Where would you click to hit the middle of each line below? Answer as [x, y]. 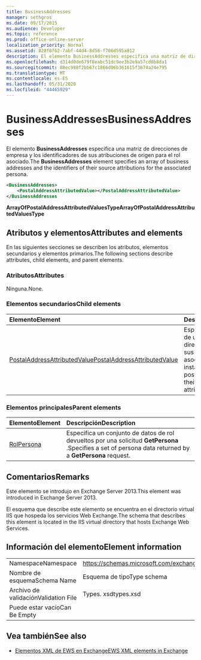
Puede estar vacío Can [40, 607]
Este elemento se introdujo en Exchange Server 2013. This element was [94, 491]
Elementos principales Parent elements [64, 407]
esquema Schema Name [43, 580]
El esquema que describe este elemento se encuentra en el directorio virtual [100, 509]
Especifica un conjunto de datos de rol [120, 433]
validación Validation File [43, 598]
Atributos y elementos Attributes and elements [95, 233]
